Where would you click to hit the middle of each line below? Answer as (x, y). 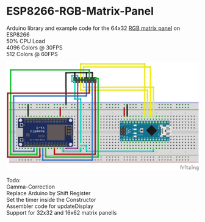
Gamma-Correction (31, 187)
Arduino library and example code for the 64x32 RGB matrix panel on (93, 28)
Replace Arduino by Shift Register (49, 193)
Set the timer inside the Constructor (51, 199)
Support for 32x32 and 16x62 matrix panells (62, 212)
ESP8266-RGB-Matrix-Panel (80, 11)
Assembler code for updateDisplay (50, 206)
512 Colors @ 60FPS (32, 54)
